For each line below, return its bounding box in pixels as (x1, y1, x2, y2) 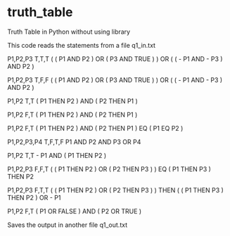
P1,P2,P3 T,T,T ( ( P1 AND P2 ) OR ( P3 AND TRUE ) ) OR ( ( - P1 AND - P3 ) (7, 54, 223, 63)
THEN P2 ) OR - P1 (7, 193, 61, 202)
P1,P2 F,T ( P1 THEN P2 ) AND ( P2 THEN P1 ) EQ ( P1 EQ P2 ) (7, 124, 184, 132)
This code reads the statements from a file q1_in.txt (7, 41, 156, 49)
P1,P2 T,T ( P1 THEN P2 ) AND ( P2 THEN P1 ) (7, 96, 139, 105)
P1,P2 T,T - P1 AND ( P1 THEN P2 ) (7, 151, 107, 159)
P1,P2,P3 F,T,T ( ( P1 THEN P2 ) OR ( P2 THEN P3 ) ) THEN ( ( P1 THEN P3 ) (7, 185, 224, 194)
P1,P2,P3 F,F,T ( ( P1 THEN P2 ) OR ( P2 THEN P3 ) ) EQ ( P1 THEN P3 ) (7, 164, 211, 173)
